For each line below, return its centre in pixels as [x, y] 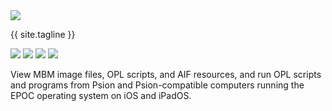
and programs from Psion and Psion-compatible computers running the [157, 85]
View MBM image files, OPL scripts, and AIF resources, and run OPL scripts [166, 74]
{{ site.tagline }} [43, 34]
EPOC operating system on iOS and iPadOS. [101, 95]
